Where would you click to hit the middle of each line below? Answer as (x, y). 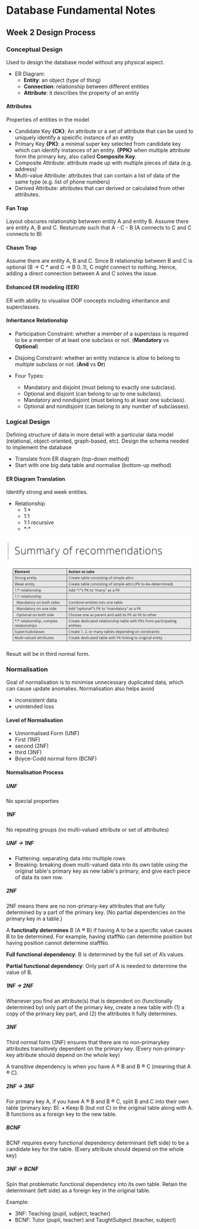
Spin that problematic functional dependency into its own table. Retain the (97, 1184)
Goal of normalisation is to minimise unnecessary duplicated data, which (95, 682)
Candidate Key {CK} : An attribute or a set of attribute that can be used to (104, 131)
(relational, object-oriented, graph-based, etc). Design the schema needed (97, 441)
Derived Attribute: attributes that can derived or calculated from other (100, 188)
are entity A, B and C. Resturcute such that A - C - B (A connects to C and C (99, 228)
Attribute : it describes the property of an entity (81, 92)
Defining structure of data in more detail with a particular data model (90, 435)
